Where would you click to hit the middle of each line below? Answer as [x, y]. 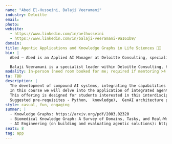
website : [15, 29]
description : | [21, 81]
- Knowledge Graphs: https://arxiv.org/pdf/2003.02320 [70, 114]
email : [12, 19]
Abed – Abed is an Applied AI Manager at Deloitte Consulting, [79, 57]
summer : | [16, 110]
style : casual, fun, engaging [38, 105]
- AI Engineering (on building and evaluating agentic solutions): [83, 124]
